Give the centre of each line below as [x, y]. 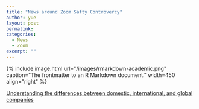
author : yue [21, 18]
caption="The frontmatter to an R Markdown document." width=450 [91, 75]
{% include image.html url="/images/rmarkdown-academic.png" [87, 68]
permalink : [20, 29]
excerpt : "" [21, 51]
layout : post [23, 23]
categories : [21, 35]
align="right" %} [27, 81]
